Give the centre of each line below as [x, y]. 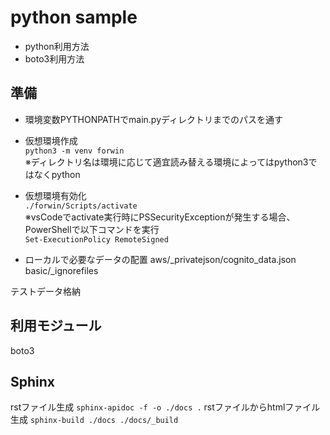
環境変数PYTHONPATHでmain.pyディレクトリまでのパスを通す [154, 119]
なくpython [57, 174]
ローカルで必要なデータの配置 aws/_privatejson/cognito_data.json [160, 259]
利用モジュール [56, 326]
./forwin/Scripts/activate [81, 206]
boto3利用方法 [54, 58]
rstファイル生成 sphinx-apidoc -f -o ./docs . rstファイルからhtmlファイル [165, 407]
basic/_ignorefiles [61, 270]
